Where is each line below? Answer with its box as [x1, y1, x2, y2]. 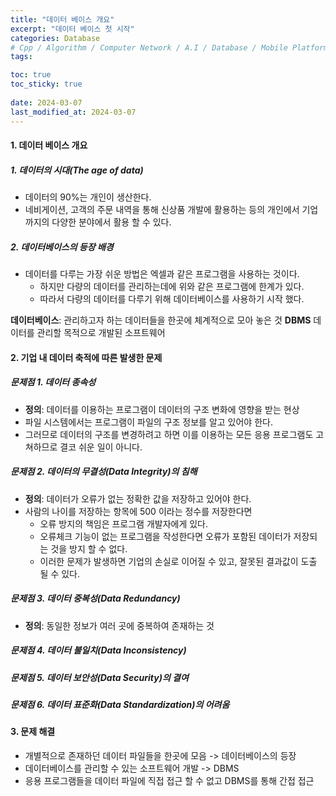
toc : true [10, 70, 52, 80]
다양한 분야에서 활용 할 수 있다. [51, 216, 172, 228]
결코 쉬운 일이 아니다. [59, 441, 143, 453]
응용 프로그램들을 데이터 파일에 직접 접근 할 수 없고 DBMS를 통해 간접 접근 [24, 774, 315, 786]
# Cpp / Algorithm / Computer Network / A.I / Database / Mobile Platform [10, 42, 329, 53]
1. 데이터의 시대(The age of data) [10, 164, 144, 176]
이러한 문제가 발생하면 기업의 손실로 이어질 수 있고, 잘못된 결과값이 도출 [39, 555, 318, 567]
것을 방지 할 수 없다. [50, 542, 128, 555]
